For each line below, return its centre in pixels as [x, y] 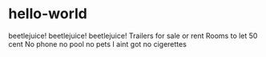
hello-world [48, 14]
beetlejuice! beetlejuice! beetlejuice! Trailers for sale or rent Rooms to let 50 [133, 36]
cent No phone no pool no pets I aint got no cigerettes [97, 44]
